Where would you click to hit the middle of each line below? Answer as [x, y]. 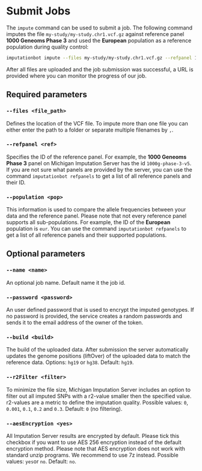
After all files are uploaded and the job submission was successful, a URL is [100, 69]
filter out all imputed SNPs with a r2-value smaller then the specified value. [99, 396]
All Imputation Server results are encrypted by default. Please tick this [93, 436]
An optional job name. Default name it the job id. [66, 282]
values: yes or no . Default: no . [41, 461]
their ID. [16, 182]
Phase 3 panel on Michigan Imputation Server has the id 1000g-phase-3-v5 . [99, 163]
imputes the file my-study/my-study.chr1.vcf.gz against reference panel [95, 34]
